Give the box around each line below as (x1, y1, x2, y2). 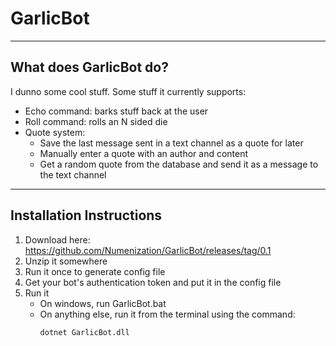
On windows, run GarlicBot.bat (39, 297, 167, 309)
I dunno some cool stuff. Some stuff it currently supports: (10, 85, 247, 97)
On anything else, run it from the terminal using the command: (39, 308, 296, 320)
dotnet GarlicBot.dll (39, 327, 130, 337)
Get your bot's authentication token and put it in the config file (24, 276, 282, 288)
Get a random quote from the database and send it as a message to (39, 158, 319, 170)
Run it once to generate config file (24, 265, 166, 277)
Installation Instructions (10, 207, 163, 224)
